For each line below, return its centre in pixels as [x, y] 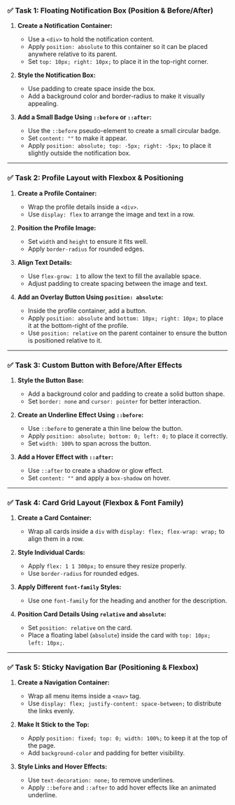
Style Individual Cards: [51, 553]
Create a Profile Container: [57, 193]
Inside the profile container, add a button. [87, 310]
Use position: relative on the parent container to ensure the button [127, 333]
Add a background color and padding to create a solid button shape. [126, 394]
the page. [42, 745]
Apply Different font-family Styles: [69, 587]
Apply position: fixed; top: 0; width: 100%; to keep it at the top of [128, 738]
